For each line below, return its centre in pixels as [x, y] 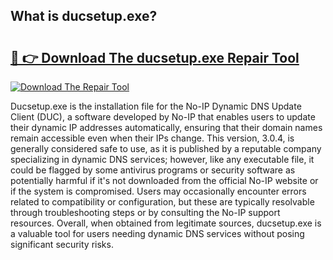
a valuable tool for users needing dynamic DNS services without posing [157, 233]
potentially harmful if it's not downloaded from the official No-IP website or [164, 180]
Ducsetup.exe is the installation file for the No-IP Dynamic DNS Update [156, 106]
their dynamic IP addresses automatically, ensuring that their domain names [166, 127]
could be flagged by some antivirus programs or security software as [153, 170]
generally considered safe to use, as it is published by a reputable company [166, 148]
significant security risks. [62, 244]
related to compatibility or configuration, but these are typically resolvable [162, 202]
